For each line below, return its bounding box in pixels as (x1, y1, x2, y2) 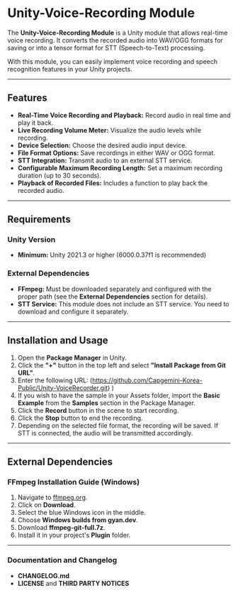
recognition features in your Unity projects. (7, 65, 132, 73)
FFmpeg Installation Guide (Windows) (7, 477, 140, 487)
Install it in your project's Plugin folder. (17, 531, 131, 540)
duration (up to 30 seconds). (17, 171, 101, 179)
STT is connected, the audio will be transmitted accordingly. (17, 428, 193, 437)
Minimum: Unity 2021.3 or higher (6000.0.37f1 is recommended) (17, 250, 207, 260)
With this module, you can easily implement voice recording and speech (7, 57, 218, 65)
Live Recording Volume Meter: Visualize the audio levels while (17, 126, 202, 134)
